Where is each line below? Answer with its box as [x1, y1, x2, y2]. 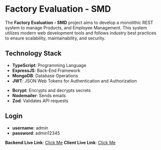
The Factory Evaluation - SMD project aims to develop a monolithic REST [5, 20, 153, 25]
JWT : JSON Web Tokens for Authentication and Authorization [12, 78, 137, 84]
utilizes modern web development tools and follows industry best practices [5, 30, 157, 36]
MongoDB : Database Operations [12, 72, 78, 79]
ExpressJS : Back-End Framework [12, 67, 81, 73]
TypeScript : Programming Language [12, 62, 87, 68]
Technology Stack [5, 49, 62, 58]
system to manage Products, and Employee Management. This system [5, 24, 147, 30]
